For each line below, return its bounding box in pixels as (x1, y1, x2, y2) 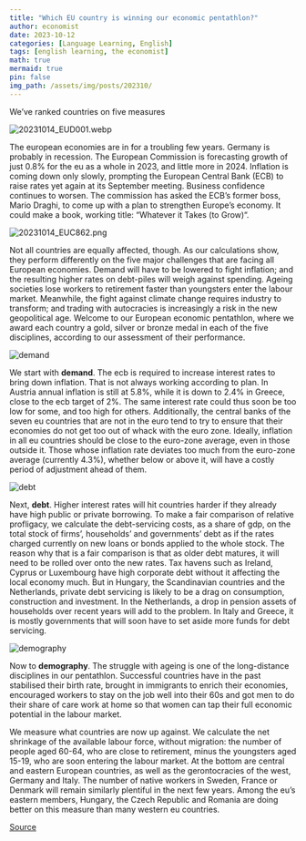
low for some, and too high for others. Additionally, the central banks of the (9, 405, 291, 416)
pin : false (9, 73, 51, 82)
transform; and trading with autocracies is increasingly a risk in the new (9, 303, 278, 313)
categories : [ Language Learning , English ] (9, 38, 173, 48)
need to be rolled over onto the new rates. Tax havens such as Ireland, (9, 557, 273, 568)
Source (9, 821, 36, 832)
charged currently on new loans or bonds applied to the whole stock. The (9, 538, 285, 549)
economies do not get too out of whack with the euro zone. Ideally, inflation (9, 425, 293, 436)
